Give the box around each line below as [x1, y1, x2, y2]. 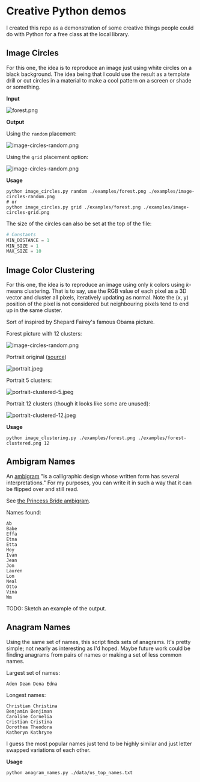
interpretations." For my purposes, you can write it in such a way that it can [6, 479, 192, 486]
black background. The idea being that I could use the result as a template [6, 70, 190, 78]
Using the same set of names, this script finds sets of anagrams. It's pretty [6, 638, 191, 645]
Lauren [6, 568, 23, 574]
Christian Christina [6, 703, 58, 709]
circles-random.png [6, 193, 55, 199]
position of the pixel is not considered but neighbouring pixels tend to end [6, 300, 189, 308]
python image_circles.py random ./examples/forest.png [6, 188, 147, 194]
